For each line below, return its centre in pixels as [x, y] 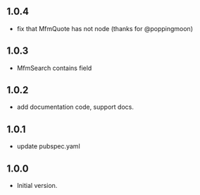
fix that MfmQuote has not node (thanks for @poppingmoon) [105, 28]
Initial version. [37, 186]
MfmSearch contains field [54, 68]
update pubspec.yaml [48, 146]
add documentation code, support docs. [75, 107]
